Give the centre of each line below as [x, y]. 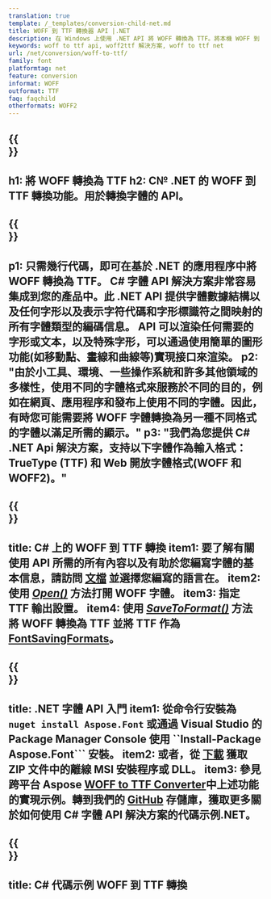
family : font [30, 61]
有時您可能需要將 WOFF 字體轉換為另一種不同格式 [133, 417]
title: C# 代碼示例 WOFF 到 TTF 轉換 [98, 885]
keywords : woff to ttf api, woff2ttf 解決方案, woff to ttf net [116, 46]
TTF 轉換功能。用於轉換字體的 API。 [99, 196]
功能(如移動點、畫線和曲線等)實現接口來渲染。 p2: [133, 357]
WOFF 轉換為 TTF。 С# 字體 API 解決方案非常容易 [132, 281]
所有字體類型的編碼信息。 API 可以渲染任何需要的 [131, 327]
